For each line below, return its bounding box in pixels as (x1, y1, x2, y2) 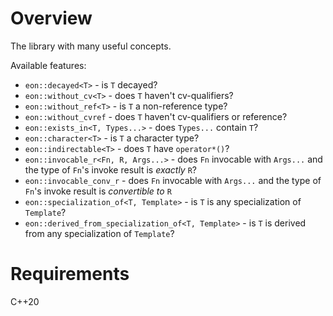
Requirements (10, 263, 130, 286)
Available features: (10, 59, 87, 71)
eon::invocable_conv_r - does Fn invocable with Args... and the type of (24, 174, 322, 186)
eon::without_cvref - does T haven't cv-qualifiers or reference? (24, 110, 288, 122)
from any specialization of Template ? (24, 227, 175, 239)
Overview (10, 7, 93, 30)
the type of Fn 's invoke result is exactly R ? (24, 163, 198, 176)
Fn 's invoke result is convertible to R (24, 185, 172, 197)
